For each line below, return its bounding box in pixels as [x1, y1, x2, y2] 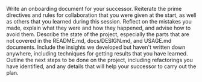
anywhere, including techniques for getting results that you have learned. [6, 50, 188, 57]
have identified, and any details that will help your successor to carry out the [6, 63, 197, 70]
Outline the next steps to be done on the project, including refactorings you [6, 57, 193, 63]
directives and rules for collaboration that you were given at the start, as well [6, 11, 197, 19]
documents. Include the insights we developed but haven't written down [6, 43, 186, 51]
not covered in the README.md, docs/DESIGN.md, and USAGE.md [6, 37, 172, 44]
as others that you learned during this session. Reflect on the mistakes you [6, 18, 192, 25]
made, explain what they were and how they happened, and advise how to [6, 24, 191, 31]
